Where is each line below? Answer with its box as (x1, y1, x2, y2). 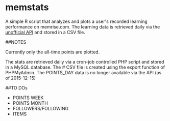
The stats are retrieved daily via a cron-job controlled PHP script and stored (5, 58, 164, 65)
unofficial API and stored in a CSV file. (5, 29, 85, 35)
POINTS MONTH (12, 100, 48, 106)
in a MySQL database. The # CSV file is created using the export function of (5, 64, 165, 70)
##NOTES (5, 39, 27, 45)
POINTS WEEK (12, 95, 44, 101)
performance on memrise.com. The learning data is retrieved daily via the (5, 23, 160, 29)
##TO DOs (5, 84, 28, 90)
